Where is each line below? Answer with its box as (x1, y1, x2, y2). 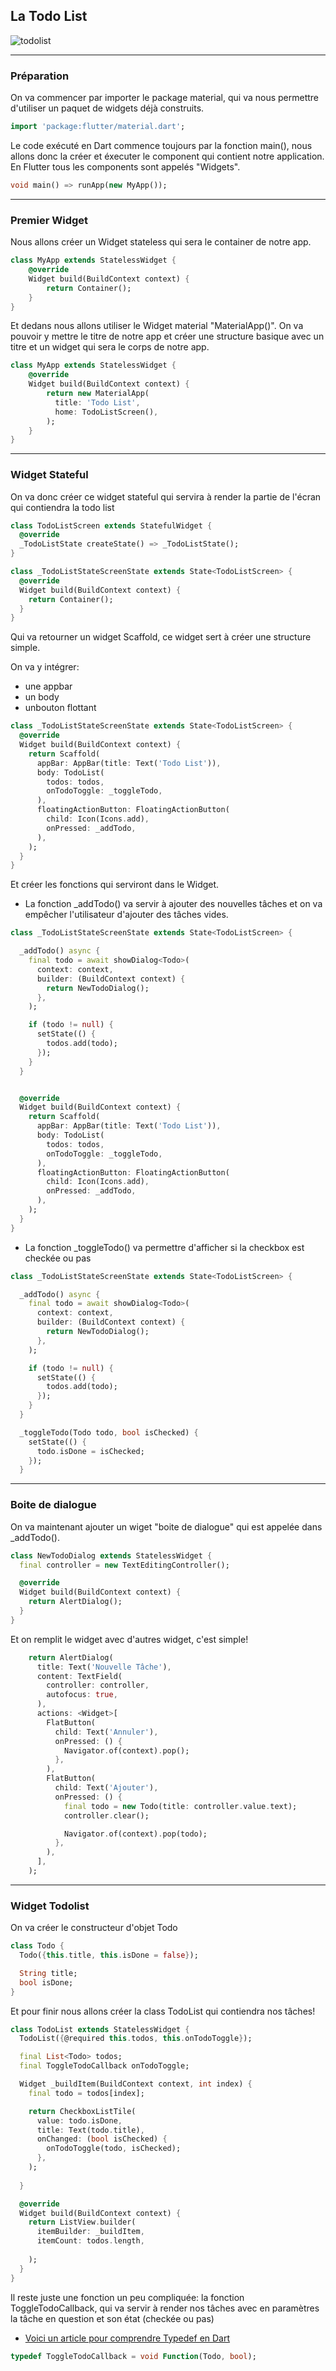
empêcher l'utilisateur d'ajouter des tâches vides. (24, 909, 229, 921)
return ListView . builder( (28, 2217, 137, 2228)
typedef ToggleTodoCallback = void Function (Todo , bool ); (10, 2351, 257, 2361)
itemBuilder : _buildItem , (36, 2227, 145, 2237)
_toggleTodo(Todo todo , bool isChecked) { (19, 1427, 199, 1438)
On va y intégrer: (10, 661, 80, 673)
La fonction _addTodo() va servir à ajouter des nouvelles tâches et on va (24, 898, 323, 910)
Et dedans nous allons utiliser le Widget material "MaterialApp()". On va (10, 320, 304, 332)
